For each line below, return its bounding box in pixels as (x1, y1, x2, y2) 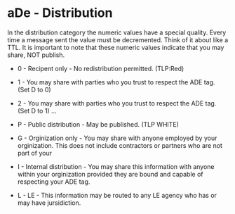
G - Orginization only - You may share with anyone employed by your (17, 134, 217, 142)
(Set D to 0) (17, 85, 51, 94)
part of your (17, 149, 53, 157)
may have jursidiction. (17, 199, 81, 207)
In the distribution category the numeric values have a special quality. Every (7, 28, 227, 37)
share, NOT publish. (7, 51, 65, 59)
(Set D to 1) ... (17, 106, 58, 115)
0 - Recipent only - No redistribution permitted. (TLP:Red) (17, 64, 184, 73)
